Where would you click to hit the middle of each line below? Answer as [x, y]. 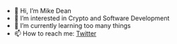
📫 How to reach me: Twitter [55, 34]
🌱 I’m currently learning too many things [72, 25]
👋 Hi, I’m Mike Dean [43, 11]
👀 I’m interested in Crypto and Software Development [92, 18]
